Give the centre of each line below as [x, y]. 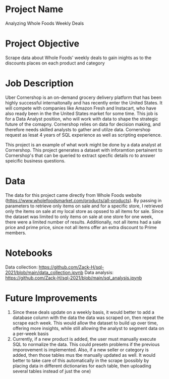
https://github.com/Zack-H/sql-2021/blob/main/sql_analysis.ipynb [74, 278]
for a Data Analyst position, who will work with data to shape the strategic [82, 119]
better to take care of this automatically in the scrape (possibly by [81, 360]
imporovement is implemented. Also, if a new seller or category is [80, 350]
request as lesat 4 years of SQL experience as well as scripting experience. [84, 135]
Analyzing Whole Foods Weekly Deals [45, 23]
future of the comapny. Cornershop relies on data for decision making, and [83, 124]
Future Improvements [51, 298]
